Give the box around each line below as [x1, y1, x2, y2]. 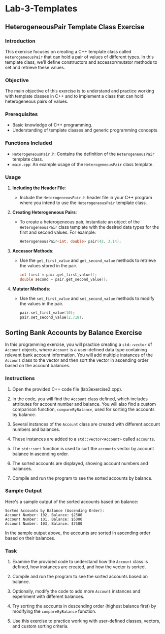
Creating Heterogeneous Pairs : [12, 210, 77, 215]
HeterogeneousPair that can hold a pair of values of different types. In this [5, 54, 154, 60]
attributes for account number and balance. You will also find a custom [12, 401, 156, 407]
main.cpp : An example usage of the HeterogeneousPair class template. [12, 161, 154, 167]
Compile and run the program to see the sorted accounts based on [12, 574, 148, 580]
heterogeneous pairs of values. [5, 98, 68, 104]
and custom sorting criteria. [12, 623, 69, 629]
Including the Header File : [12, 185, 66, 191]
